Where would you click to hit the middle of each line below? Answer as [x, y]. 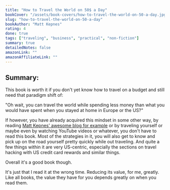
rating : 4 [16, 29]
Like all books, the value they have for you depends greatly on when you [81, 177]
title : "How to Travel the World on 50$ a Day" [56, 10]
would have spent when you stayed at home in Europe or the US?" [74, 110]
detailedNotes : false [28, 48]
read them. [17, 183]
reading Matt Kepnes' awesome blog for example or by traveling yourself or [84, 126]
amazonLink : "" [21, 52]
